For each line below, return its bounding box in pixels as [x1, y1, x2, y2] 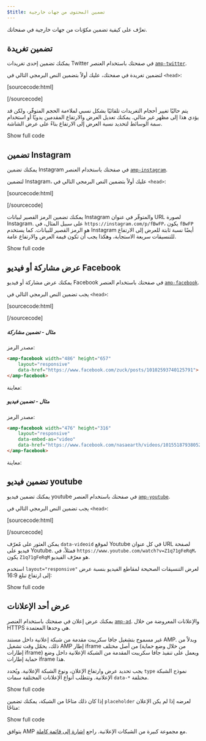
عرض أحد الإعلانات [7, 601, 70, 612]
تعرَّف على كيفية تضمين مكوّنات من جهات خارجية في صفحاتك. [7, 26, 147, 33]
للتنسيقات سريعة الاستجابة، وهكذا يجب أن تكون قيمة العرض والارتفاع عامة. [7, 233, 177, 240]
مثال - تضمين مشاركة [7, 328, 56, 335]
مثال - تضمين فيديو [7, 398, 50, 405]
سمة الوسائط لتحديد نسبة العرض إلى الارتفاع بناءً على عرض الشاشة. [7, 120, 163, 127]
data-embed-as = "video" [18, 436, 76, 442]
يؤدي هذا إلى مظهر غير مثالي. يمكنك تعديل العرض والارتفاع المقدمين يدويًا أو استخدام [7, 114, 199, 121]
